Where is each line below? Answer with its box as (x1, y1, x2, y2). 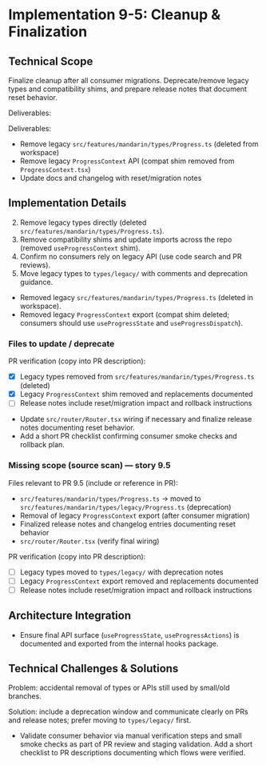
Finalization (8, 22, 88, 41)
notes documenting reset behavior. (19, 423, 136, 433)
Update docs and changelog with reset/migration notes (19, 174, 202, 182)
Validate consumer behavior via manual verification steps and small (19, 731, 242, 741)
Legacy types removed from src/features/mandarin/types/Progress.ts (19, 372, 255, 382)
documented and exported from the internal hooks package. (19, 639, 219, 648)
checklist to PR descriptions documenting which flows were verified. (19, 748, 246, 758)
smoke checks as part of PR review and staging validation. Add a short (19, 739, 253, 749)
